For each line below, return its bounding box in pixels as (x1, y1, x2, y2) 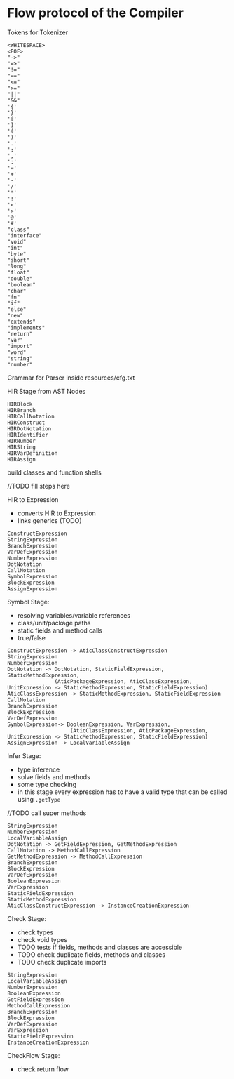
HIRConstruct (7, 419, 46, 426)
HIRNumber (7, 437, 36, 444)
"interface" (7, 232, 42, 239)
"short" (7, 256, 30, 264)
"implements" (7, 324, 46, 331)
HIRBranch (7, 406, 36, 413)
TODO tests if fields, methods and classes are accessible (17, 943, 183, 951)
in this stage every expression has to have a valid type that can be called (17, 788, 228, 796)
